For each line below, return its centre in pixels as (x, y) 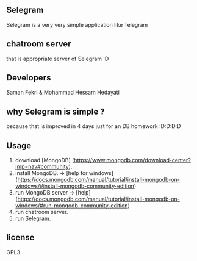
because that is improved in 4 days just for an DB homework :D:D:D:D (94, 126)
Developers (29, 78)
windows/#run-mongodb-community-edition (71, 206)
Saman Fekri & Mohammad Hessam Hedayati (63, 92)
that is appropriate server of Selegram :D (58, 59)
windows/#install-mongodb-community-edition (74, 186)
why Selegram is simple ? (56, 111)
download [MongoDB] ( (45, 160)
